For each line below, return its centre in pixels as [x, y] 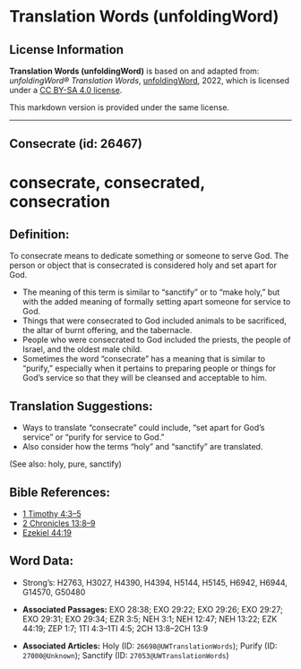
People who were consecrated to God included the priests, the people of [156, 340]
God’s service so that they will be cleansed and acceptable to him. [144, 378]
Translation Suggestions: [82, 406]
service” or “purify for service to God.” [93, 437]
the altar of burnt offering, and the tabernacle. [107, 330]
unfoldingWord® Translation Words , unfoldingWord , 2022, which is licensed [149, 81]
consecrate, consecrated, [107, 182]
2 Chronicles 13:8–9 [59, 523]
